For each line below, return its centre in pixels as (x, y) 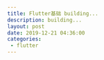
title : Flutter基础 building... (53, 13)
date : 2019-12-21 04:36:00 (46, 33)
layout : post (26, 26)
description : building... (44, 20)
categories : (24, 39)
